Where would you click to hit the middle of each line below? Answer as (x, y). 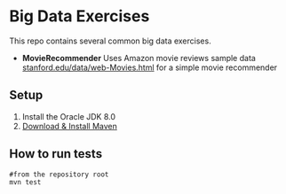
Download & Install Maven (69, 126)
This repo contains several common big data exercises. (110, 41)
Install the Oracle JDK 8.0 (69, 116)
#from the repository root (59, 175)
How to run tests (56, 154)
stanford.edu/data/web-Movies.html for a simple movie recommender (150, 67)
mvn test (25, 182)
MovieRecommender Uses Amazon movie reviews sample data (139, 58)
